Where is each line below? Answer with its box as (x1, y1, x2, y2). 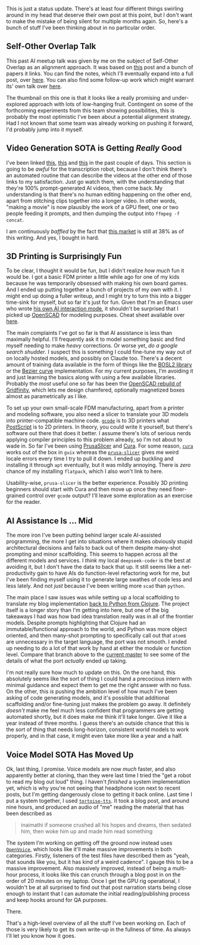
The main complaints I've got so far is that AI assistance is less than (6, 330, 173, 337)
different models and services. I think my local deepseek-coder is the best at (6, 557, 191, 564)
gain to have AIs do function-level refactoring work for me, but (36, 570, 190, 577)
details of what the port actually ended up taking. (6, 657, 127, 664)
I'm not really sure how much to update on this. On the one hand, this (6, 669, 176, 676)
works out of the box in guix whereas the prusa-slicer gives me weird (6, 449, 179, 456)
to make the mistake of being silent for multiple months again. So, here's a (6, 18, 188, 24)
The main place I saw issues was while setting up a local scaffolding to (6, 594, 180, 601)
